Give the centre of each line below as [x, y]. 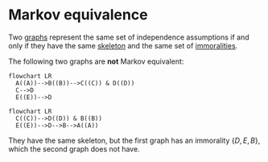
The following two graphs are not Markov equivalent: [96, 61]
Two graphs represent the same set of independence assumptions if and [129, 37]
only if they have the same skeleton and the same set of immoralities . [123, 45]
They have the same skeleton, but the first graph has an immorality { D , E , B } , [134, 140]
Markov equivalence [78, 15]
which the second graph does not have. [74, 149]
